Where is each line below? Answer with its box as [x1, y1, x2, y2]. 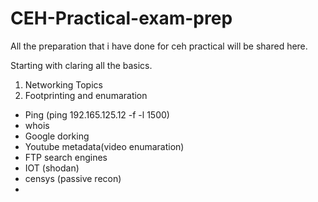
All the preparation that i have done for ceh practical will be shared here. [10, 40, 308, 52]
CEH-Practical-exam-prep [10, 7, 233, 30]
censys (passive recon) [24, 172, 122, 184]
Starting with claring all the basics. [10, 59, 153, 71]
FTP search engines [24, 151, 108, 163]
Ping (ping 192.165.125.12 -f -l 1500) [24, 108, 170, 121]
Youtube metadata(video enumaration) [24, 140, 185, 152]
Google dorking [24, 130, 90, 142]
